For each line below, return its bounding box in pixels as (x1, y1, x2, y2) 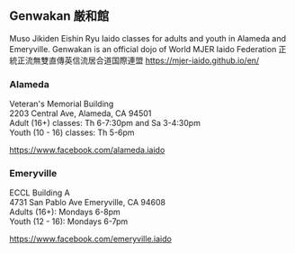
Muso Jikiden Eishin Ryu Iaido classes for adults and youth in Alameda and (9, 32, 286, 43)
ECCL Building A (9, 187, 70, 198)
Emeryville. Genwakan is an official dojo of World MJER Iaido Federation (9, 43, 277, 54)
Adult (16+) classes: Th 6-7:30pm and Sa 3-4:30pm (9, 118, 201, 129)
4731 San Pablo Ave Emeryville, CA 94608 (9, 197, 166, 208)
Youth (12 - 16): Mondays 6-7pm (9, 216, 129, 227)
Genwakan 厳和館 (9, 8, 110, 24)
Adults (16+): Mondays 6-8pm (9, 206, 121, 218)
